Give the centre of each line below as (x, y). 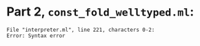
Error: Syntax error (36, 36)
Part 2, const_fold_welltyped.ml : (100, 12)
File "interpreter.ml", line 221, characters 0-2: (81, 30)
